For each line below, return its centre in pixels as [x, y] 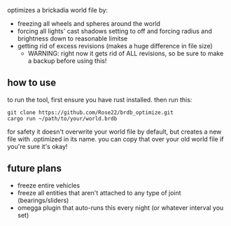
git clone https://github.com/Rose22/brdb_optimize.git [90, 112]
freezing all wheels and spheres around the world [89, 23]
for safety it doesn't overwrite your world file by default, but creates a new [114, 132]
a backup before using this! [67, 61]
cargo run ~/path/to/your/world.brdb [62, 118]
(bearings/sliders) [43, 200]
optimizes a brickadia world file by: [58, 10]
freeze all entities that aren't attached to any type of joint [99, 192]
